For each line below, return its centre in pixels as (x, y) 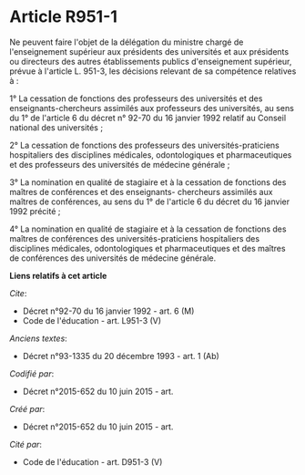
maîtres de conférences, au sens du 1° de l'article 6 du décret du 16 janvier (149, 201)
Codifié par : (32, 373)
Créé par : (27, 408)
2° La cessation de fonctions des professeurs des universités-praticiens (144, 145)
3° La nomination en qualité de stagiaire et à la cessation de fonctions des (148, 182)
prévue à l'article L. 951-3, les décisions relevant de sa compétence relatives (153, 71)
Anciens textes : (39, 338)
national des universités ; (56, 127)
